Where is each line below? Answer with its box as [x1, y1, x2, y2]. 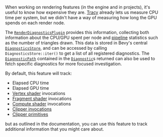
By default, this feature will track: [5, 70, 72, 76]
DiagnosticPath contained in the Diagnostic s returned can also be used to [5, 56, 155, 61]
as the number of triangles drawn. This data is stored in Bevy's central [5, 40, 148, 46]
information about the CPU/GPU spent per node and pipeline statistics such [5, 34, 159, 40]
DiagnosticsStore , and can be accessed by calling [5, 45, 107, 51]
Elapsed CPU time [12, 80, 49, 86]
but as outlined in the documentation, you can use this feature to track [5, 121, 148, 127]
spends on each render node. [5, 20, 65, 26]
